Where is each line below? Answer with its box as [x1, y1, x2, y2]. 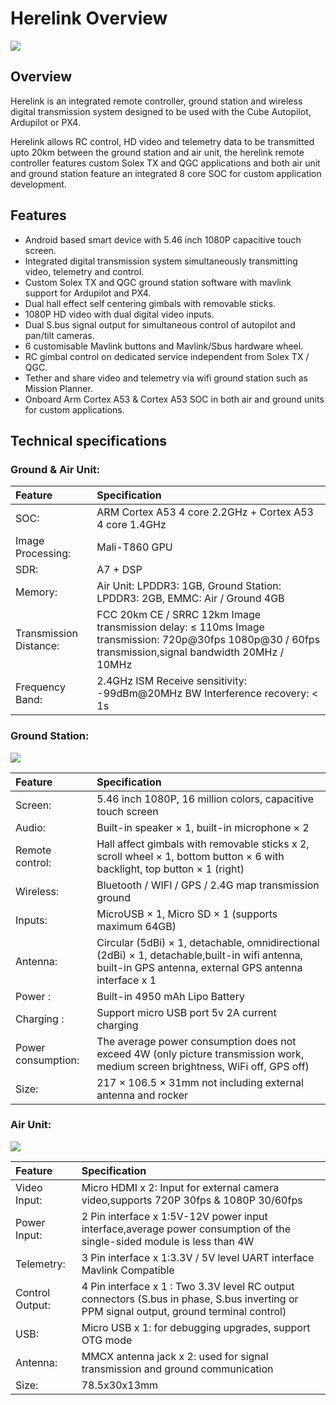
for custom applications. [24, 403, 125, 416]
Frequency [15, 680, 66, 694]
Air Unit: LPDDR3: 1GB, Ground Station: [96, 579, 282, 593]
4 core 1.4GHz [96, 518, 167, 532]
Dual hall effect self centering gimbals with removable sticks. [24, 297, 277, 309]
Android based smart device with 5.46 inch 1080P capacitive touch [24, 233, 302, 246]
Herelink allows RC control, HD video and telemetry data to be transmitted [10, 135, 315, 147]
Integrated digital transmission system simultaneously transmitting [24, 255, 298, 267]
